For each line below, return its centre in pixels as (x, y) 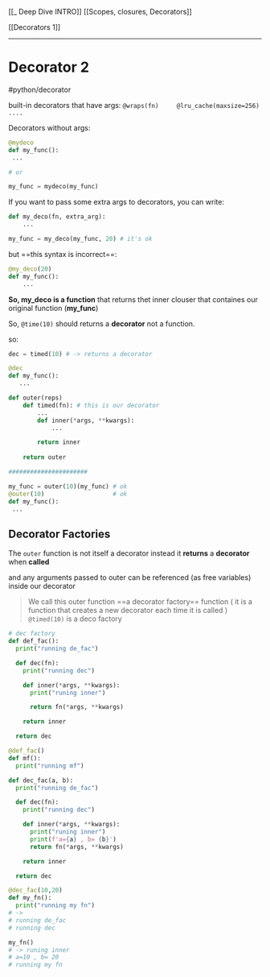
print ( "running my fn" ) (55, 905)
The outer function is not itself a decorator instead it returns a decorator (129, 553)
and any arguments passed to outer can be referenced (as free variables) (130, 578)
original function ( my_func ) (53, 308)
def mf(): (25, 758)
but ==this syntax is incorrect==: (63, 254)
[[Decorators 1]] (35, 27)
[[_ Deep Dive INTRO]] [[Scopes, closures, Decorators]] (100, 12)
